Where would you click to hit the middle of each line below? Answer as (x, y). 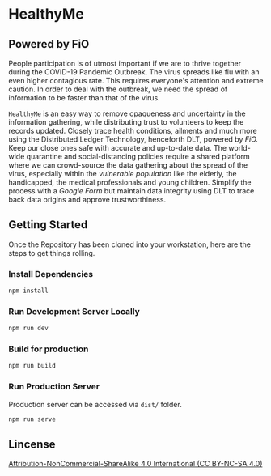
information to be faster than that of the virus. (84, 98)
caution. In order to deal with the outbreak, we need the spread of (118, 89)
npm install (28, 291)
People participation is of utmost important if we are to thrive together (125, 63)
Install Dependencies (51, 274)
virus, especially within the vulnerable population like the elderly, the (123, 174)
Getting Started (48, 225)
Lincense (32, 444)
